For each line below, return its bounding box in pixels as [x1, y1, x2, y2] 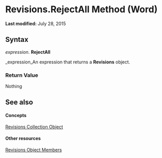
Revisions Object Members [5, 147, 62, 153]
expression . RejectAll [5, 49, 51, 55]
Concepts [5, 112, 27, 119]
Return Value [5, 72, 38, 79]
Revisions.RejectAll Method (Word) [5, 4, 158, 15]
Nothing [5, 83, 22, 89]
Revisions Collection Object [5, 124, 63, 130]
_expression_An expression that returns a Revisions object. [5, 59, 130, 65]
